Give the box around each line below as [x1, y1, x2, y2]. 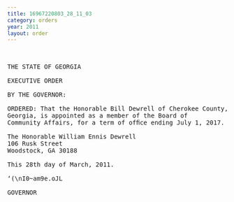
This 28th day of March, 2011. [7, 161, 115, 168]
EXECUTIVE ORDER [7, 77, 63, 85]
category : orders [7, 17, 58, 24]
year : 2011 [7, 23, 39, 30]
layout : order [7, 29, 49, 37]
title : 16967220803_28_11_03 [7, 10, 92, 17]
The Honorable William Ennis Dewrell [7, 133, 137, 140]
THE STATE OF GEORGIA [7, 63, 82, 71]
